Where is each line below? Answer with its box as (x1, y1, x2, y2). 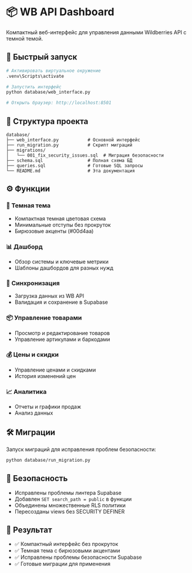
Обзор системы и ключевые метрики (14, 258, 109, 265)
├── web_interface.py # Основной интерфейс (6, 137, 141, 143)
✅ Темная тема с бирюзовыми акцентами (14, 547, 120, 554)
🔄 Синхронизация (6, 279, 60, 287)
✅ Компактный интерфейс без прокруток (14, 541, 119, 548)
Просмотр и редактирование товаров (14, 329, 110, 336)
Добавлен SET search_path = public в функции (14, 495, 132, 502)
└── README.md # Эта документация (6, 168, 135, 174)
